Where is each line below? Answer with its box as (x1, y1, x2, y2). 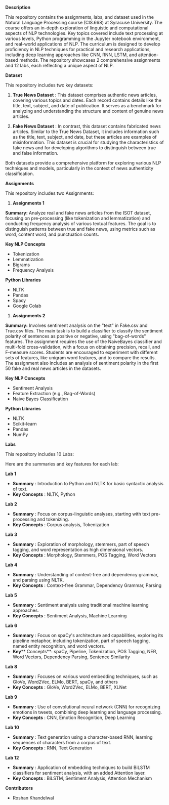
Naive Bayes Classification (12, 396, 68, 402)
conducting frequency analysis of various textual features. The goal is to (5, 221, 156, 227)
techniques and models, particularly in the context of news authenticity (5, 165, 153, 171)
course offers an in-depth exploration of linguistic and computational (5, 25, 149, 31)
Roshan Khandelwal (12, 795, 54, 801)
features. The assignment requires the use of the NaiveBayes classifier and (5, 338, 162, 345)
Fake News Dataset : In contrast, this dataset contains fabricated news (12, 123, 161, 129)
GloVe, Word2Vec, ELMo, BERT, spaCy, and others (12, 679, 118, 685)
